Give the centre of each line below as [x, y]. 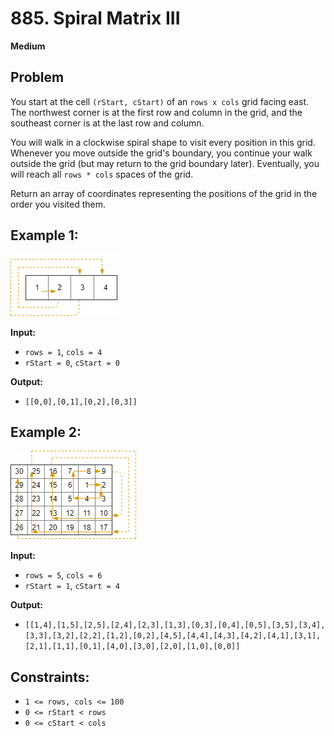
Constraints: [50, 677]
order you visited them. [58, 204]
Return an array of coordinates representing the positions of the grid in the [164, 193]
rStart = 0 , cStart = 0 [72, 362]
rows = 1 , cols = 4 [63, 351]
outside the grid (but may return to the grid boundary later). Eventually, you [165, 163]
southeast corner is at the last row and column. [107, 123]
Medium [28, 46]
